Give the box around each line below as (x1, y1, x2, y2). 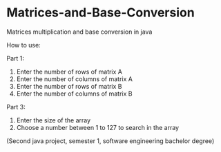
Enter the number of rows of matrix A (16, 67, 122, 76)
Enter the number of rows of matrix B (16, 82, 122, 90)
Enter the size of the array (16, 116, 91, 124)
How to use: (6, 41, 41, 49)
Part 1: (6, 54, 25, 63)
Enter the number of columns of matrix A (16, 74, 133, 83)
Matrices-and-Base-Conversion (6, 5, 195, 21)
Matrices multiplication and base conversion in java (6, 28, 153, 36)
